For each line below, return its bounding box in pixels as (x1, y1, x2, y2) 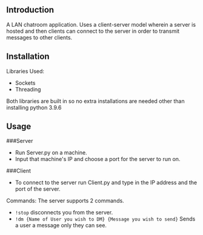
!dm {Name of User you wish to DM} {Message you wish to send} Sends (15, 215, 196, 223)
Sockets (15, 79, 36, 87)
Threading (15, 85, 41, 93)
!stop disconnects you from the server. (15, 209, 113, 216)
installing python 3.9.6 (6, 104, 62, 111)
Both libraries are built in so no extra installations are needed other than (6, 97, 185, 105)
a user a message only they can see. (15, 222, 107, 229)
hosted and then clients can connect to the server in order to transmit (6, 27, 180, 35)
